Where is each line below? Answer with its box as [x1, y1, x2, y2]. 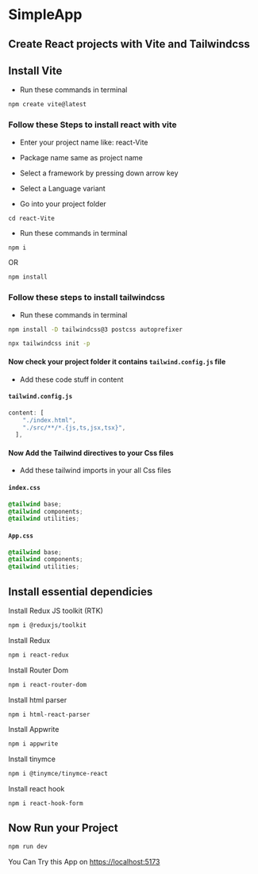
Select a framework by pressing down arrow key [19, 168, 179, 178]
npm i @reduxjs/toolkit [8, 621, 87, 629]
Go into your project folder [19, 198, 107, 208]
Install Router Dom [8, 665, 69, 675]
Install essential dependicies [8, 585, 153, 599]
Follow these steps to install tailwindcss [8, 292, 165, 303]
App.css [8, 532, 34, 540]
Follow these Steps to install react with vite [8, 119, 177, 130]
